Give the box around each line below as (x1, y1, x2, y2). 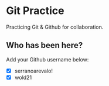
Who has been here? (6, 40, 83, 50)
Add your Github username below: (6, 56, 89, 63)
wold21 (14, 74, 32, 81)
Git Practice (6, 4, 64, 18)
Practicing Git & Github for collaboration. (6, 23, 104, 30)
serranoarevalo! (14, 67, 53, 74)
